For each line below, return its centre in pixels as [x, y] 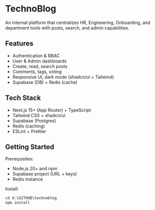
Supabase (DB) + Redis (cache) [45, 82]
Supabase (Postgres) [34, 120]
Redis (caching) [28, 126]
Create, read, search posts [40, 66]
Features [19, 44]
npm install [17, 203]
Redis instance [28, 179]
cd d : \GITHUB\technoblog [31, 198]
